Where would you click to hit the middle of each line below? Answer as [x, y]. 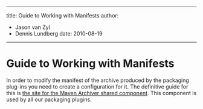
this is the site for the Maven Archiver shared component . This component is [101, 93]
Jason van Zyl [32, 27]
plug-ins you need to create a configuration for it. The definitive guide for [97, 86]
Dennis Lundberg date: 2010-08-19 [59, 33]
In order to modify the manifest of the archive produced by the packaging [98, 80]
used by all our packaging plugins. [49, 99]
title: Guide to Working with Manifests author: [63, 15]
